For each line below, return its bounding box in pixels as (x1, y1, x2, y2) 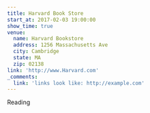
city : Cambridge (13, 48, 59, 55)
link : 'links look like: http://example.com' (13, 80, 145, 86)
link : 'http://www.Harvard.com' (7, 67, 99, 74)
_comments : (7, 73, 38, 80)
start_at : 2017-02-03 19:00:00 (7, 16, 96, 23)
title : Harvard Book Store (7, 10, 84, 17)
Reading (7, 98, 31, 106)
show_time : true (7, 22, 53, 29)
